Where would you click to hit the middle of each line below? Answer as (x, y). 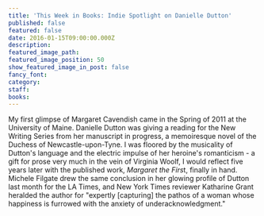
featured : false (35, 30)
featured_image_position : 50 (56, 60)
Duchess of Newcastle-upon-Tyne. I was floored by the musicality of (121, 145)
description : (30, 45)
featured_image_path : (44, 52)
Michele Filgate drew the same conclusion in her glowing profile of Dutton (129, 179)
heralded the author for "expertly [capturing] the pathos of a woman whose (132, 195)
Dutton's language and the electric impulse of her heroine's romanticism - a (132, 153)
